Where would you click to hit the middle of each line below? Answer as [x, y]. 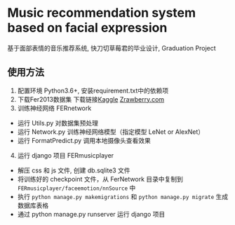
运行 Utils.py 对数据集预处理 [58, 123]
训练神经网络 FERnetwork [54, 108]
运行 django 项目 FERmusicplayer [66, 155]
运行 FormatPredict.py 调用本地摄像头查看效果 [84, 140]
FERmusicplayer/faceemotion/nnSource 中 [76, 188]
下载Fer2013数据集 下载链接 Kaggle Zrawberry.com [91, 99]
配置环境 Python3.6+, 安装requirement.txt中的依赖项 [93, 90]
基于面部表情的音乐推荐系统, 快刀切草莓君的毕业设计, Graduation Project [112, 48]
